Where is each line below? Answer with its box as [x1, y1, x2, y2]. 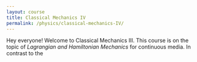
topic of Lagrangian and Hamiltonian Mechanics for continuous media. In [6, 43, 191, 50]
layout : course [6, 9, 45, 15]
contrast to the [6, 50, 44, 57]
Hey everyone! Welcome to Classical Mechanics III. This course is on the [6, 37, 189, 44]
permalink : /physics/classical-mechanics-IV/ [6, 20, 124, 26]
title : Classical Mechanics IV [6, 15, 86, 21]
